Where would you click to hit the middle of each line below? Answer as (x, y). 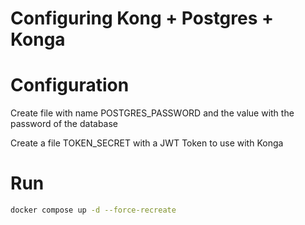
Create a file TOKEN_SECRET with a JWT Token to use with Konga (147, 143)
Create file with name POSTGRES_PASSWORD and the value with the (152, 113)
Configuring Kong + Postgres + (142, 18)
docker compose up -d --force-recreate (93, 210)
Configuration (70, 85)
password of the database (64, 124)
